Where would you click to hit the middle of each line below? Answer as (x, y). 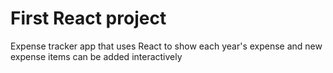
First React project (88, 18)
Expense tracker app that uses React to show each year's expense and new (166, 46)
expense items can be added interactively (96, 56)
